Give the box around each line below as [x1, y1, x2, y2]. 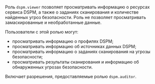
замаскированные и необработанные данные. [5, 19, 102, 25]
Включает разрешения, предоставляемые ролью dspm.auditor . [5, 74, 136, 79]
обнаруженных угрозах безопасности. [12, 64, 93, 70]
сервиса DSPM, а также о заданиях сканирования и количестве [5, 9, 139, 15]
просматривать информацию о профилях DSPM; [12, 38, 114, 44]
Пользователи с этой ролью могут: [5, 29, 79, 34]
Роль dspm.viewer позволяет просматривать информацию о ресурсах [5, 4, 150, 10]
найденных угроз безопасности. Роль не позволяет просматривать [5, 15, 146, 20]
